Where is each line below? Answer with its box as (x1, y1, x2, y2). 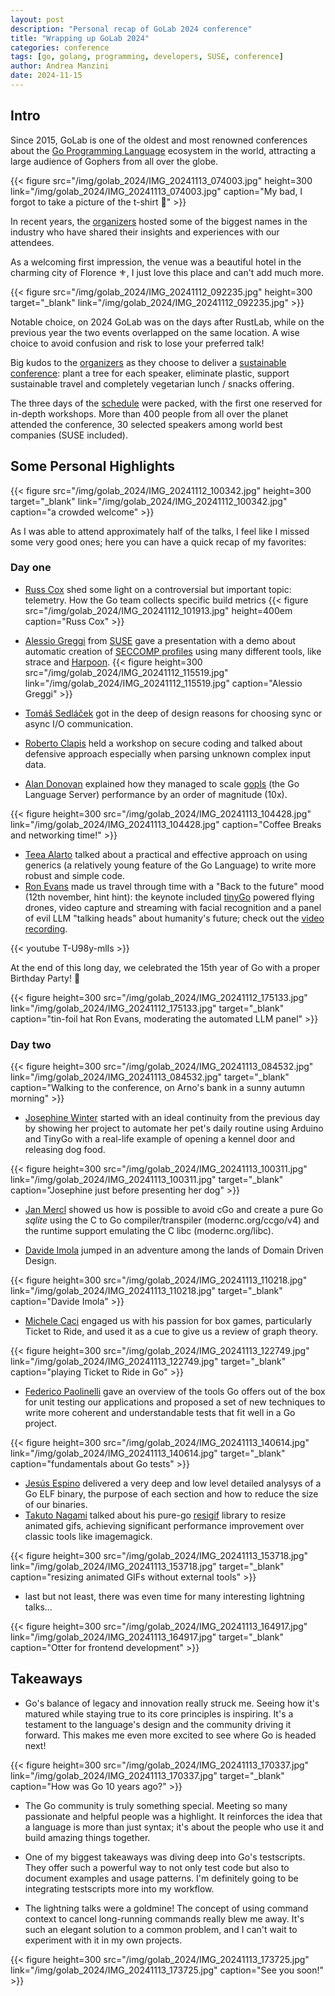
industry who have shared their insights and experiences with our (10, 226, 280, 238)
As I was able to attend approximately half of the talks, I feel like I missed (10, 525, 310, 537)
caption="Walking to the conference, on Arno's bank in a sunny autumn (10, 1082, 306, 1094)
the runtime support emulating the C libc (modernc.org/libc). (24, 1225, 274, 1237)
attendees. (10, 236, 55, 248)
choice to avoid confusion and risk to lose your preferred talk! (10, 337, 265, 349)
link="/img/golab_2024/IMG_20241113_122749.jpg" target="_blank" (10, 1356, 287, 1368)
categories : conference (10, 42, 110, 53)
